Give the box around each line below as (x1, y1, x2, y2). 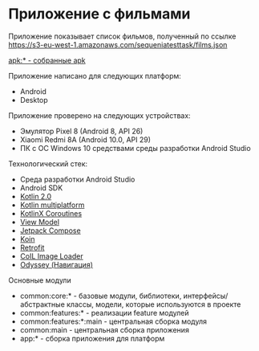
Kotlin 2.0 (19, 191, 52, 201)
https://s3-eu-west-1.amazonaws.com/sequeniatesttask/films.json (8, 39, 228, 49)
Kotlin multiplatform (19, 200, 85, 210)
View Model (19, 217, 60, 227)
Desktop (19, 95, 48, 104)
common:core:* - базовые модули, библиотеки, (19, 291, 182, 300)
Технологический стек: (8, 158, 88, 169)
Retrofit (19, 243, 45, 252)
